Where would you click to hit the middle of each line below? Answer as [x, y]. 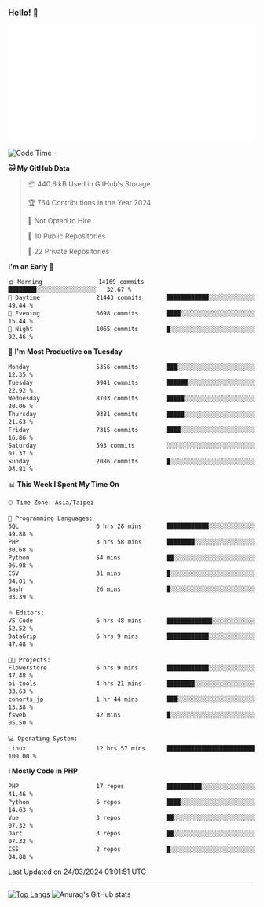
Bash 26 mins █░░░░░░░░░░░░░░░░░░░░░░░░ [132, 589]
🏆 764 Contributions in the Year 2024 [89, 203]
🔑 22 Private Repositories [68, 252]
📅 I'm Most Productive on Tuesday [66, 352]
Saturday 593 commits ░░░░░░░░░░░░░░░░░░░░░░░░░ [132, 446]
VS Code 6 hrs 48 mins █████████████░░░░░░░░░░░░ [132, 621]
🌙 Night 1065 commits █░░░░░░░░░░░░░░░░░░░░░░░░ [132, 330]
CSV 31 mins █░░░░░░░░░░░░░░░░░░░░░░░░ [132, 573]
